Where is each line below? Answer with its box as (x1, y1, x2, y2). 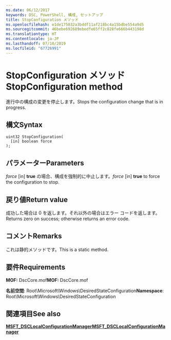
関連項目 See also (6, 310, 61, 318)
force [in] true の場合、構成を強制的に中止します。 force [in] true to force (6, 173, 160, 180)
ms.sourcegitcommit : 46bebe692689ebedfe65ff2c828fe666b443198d (6, 27, 144, 32)
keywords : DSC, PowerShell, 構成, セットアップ (6, 12, 103, 17)
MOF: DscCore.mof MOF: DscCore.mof (6, 277, 88, 283)
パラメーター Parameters (6, 158, 84, 167)
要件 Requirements (6, 263, 66, 272)
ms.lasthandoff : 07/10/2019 (6, 41, 66, 46)
